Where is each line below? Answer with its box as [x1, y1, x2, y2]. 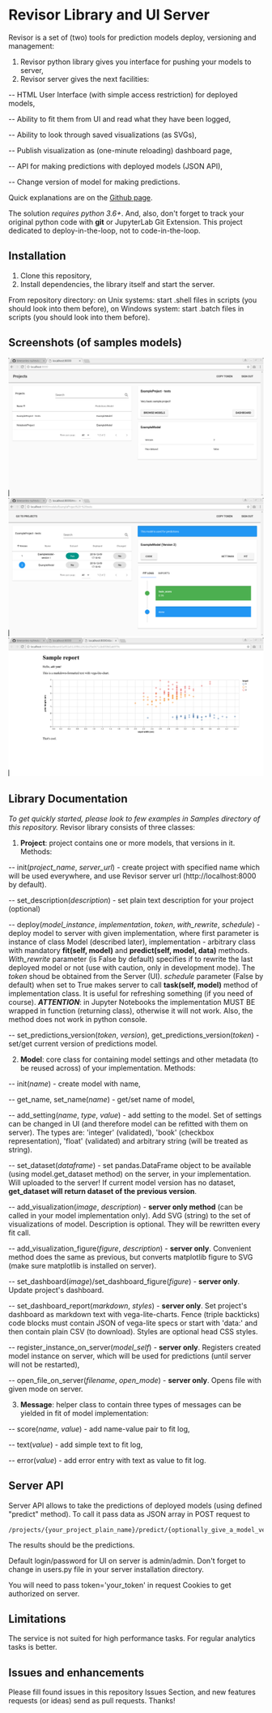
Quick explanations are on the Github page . [8, 192, 153, 202]
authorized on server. [8, 1588, 80, 1599]
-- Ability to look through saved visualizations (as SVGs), [8, 130, 197, 140]
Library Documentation [8, 792, 128, 806]
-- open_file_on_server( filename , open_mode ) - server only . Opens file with [8, 1375, 261, 1385]
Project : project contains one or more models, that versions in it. [19, 838, 236, 848]
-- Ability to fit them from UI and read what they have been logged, [8, 114, 232, 123]
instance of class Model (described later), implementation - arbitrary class [8, 937, 257, 947]
